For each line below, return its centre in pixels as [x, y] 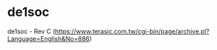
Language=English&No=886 [48, 38]
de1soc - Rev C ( [31, 31]
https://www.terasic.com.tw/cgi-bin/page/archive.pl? [132, 31]
